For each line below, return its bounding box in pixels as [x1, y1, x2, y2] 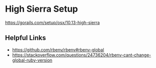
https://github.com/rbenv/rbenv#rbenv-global [12, 46, 104, 52]
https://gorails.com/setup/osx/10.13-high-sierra [5, 20, 100, 25]
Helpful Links [5, 34, 46, 42]
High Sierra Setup [5, 3, 78, 15]
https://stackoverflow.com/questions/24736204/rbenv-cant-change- [12, 52, 151, 58]
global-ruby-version [12, 57, 53, 63]
